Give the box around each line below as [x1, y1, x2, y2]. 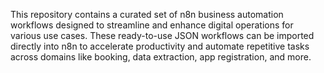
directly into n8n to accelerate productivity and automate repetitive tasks [10, 40, 310, 52]
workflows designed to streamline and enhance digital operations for [10, 19, 294, 31]
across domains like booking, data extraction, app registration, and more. [10, 51, 312, 63]
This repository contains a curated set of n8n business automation [10, 9, 284, 20]
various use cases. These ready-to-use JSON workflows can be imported [10, 30, 315, 41]
